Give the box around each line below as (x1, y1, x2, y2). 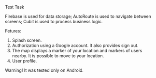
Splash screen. (12, 37, 42, 43)
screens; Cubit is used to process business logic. (5, 19, 103, 24)
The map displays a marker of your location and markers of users (12, 48, 142, 53)
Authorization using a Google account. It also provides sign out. (12, 43, 139, 48)
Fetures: (5, 28, 22, 33)
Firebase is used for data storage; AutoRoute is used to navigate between (5, 14, 151, 19)
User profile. (12, 58, 37, 63)
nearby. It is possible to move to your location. (12, 53, 104, 59)
